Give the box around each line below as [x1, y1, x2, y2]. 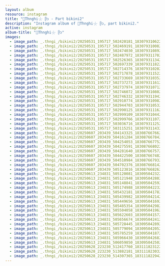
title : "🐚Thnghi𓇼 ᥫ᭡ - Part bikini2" [5, 16, 84, 21]
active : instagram [5, 26, 43, 30]
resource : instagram [5, 12, 48, 17]
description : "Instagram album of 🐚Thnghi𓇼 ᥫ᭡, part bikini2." [5, 21, 139, 26]
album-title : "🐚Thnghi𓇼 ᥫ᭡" [5, 30, 65, 35]
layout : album [5, 7, 34, 12]
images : [5, 35, 21, 40]
